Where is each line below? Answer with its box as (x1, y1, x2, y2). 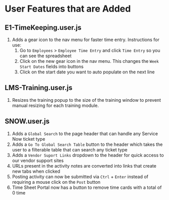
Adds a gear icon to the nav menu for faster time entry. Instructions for (12, 36, 160, 43)
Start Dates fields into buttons (19, 64, 84, 69)
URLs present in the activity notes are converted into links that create (12, 163, 156, 169)
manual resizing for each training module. (12, 102, 99, 108)
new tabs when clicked (12, 168, 60, 174)
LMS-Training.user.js (5, 84, 73, 92)
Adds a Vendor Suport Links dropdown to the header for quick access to (12, 152, 164, 158)
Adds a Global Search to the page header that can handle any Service (12, 130, 158, 137)
